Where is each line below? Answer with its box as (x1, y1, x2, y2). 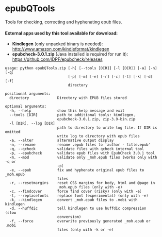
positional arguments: (5, 91, 51, 96)
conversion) (57, 215, 81, 220)
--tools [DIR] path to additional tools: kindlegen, (9, 113, 136, 118)
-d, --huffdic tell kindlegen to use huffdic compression (9, 206, 146, 211)
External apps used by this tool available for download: (5, 30, 118, 36)
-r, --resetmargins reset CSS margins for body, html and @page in (9, 181, 155, 186)
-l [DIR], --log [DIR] (9, 121, 55, 126)
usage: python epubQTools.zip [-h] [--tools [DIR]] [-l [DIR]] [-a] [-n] (5, 66, 158, 71)
